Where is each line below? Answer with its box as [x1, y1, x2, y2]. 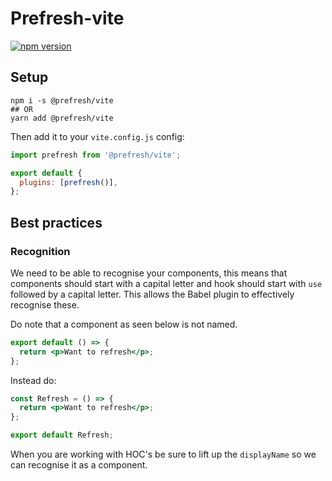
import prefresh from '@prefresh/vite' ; [10, 150, 182, 160]
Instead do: [10, 374, 57, 386]
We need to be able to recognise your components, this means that [10, 267, 288, 279]
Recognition [10, 244, 71, 258]
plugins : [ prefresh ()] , [19, 177, 118, 187]
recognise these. [10, 298, 80, 311]
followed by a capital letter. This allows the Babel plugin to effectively [10, 288, 295, 300]
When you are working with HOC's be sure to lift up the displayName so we [10, 448, 317, 461]
